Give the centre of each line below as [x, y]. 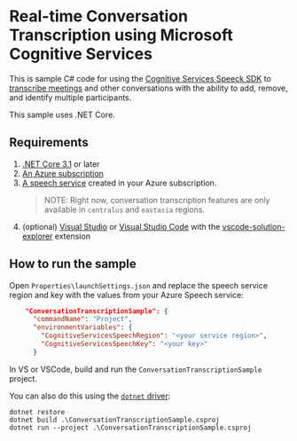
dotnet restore [37, 412]
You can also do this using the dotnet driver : [90, 396]
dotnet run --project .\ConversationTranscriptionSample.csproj [130, 428]
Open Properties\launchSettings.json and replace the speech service [139, 285]
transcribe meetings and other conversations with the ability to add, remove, [148, 88]
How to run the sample [73, 264]
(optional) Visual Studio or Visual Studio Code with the [121, 226]
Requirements [49, 142]
